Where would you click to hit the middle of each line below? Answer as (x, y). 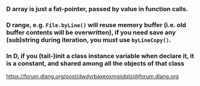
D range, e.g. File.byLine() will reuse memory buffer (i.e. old (96, 24)
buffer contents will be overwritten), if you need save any (91, 32)
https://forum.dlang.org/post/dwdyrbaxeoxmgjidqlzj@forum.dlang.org (93, 76)
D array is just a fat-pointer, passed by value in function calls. (97, 9)
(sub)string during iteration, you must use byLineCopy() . (89, 39)
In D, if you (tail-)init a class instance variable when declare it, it (100, 56)
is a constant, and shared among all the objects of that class (95, 63)
